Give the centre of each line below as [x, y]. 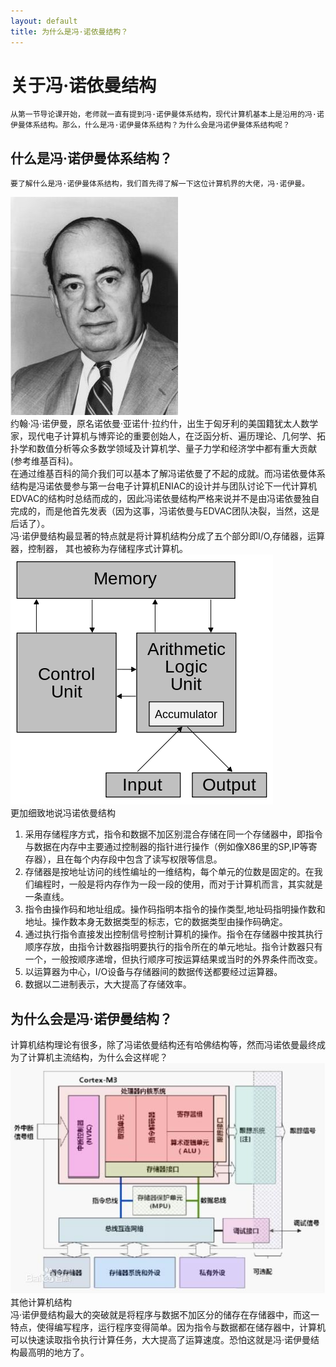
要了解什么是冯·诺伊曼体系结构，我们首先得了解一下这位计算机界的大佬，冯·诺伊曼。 [160, 184]
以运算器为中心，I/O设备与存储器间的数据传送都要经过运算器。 [153, 972]
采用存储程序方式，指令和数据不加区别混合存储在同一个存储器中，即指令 [173, 834]
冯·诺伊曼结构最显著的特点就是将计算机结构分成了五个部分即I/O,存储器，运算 [167, 536]
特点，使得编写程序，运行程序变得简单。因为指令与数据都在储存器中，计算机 [168, 1327]
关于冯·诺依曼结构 [83, 85]
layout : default [44, 21]
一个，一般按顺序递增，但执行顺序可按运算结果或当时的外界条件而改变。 [173, 959]
